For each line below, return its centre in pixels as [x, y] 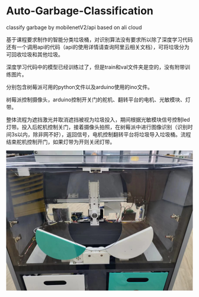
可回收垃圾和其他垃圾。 [35, 54]
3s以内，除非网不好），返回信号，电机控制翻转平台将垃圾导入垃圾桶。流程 [101, 134]
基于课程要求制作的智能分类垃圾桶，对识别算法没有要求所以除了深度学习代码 [99, 39]
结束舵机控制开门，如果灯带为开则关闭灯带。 [61, 142]
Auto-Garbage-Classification [80, 11]
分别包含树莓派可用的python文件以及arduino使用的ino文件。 [79, 87]
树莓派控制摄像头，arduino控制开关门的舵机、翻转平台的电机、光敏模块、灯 [98, 100]
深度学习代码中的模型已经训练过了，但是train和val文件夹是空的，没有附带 [96, 67]
